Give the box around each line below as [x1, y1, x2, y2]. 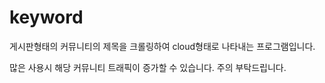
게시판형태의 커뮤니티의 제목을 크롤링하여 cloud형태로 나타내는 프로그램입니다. [9, 40, 316, 52]
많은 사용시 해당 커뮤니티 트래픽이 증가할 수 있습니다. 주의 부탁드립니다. [9, 61, 287, 73]
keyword [9, 6, 84, 29]
